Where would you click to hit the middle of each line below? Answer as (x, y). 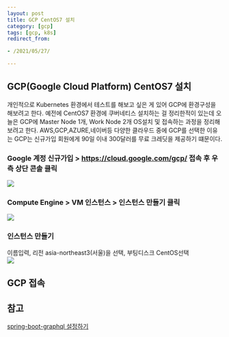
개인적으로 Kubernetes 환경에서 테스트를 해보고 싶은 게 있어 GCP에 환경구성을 (112, 104)
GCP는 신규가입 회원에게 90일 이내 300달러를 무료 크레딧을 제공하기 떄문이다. (118, 138)
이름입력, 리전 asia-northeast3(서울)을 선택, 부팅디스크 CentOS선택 (98, 252)
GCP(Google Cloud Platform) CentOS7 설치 (99, 87)
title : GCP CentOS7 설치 (41, 20)
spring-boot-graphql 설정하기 (48, 326)
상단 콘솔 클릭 (36, 168)
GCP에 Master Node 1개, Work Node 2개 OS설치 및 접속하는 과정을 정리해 (120, 121)
